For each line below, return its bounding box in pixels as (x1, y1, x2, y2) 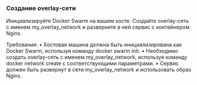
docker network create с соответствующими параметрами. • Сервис (6, 60, 179, 67)
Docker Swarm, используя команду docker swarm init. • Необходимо (6, 47, 178, 55)
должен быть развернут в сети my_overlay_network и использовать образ (6, 66, 191, 73)
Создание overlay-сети (6, 4, 76, 12)
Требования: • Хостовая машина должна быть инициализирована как (6, 41, 182, 48)
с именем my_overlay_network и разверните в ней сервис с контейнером (6, 23, 190, 30)
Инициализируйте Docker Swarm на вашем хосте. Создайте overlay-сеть (6, 18, 189, 25)
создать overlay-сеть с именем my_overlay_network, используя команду (6, 54, 188, 61)
